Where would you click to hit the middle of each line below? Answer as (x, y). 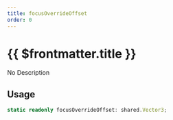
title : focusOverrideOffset (47, 13)
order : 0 (20, 20)
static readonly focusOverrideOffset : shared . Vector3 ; (87, 110)
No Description (28, 73)
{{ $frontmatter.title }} (72, 54)
